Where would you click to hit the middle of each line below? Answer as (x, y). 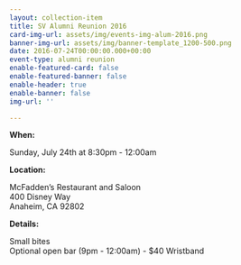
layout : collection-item (56, 18)
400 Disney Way (40, 197)
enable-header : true (48, 85)
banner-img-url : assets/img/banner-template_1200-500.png (120, 43)
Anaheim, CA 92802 (47, 206)
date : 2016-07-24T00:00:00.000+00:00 (80, 51)
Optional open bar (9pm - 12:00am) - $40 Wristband (107, 251)
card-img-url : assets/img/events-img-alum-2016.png (108, 34)
